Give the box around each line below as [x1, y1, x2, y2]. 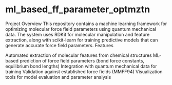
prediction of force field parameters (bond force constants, [20, 57, 145, 63]
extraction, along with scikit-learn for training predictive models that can [5, 37, 158, 43]
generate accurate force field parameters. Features [5, 42, 114, 48]
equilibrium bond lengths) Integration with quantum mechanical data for [5, 63, 157, 69]
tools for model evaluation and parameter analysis [5, 74, 111, 80]
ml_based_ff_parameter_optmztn [5, 4, 150, 15]
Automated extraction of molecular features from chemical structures [5, 52, 152, 58]
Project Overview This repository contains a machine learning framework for [5, 20, 167, 27]
